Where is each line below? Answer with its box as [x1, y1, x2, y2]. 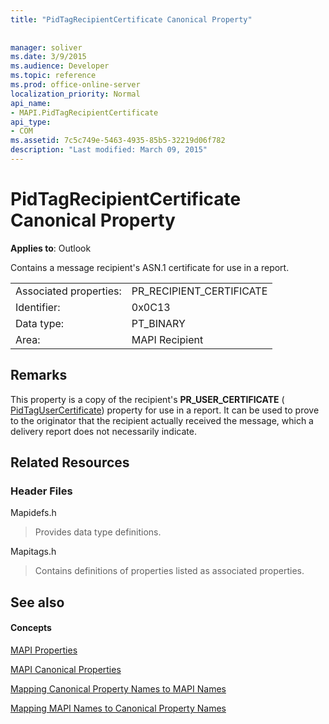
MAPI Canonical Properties [10, 663, 122, 675]
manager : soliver [10, 42, 83, 53]
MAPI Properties [10, 644, 78, 656]
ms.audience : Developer [10, 61, 110, 71]
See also [10, 594, 65, 611]
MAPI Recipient [131, 332, 204, 346]
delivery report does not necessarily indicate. [10, 425, 197, 437]
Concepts [10, 622, 52, 634]
